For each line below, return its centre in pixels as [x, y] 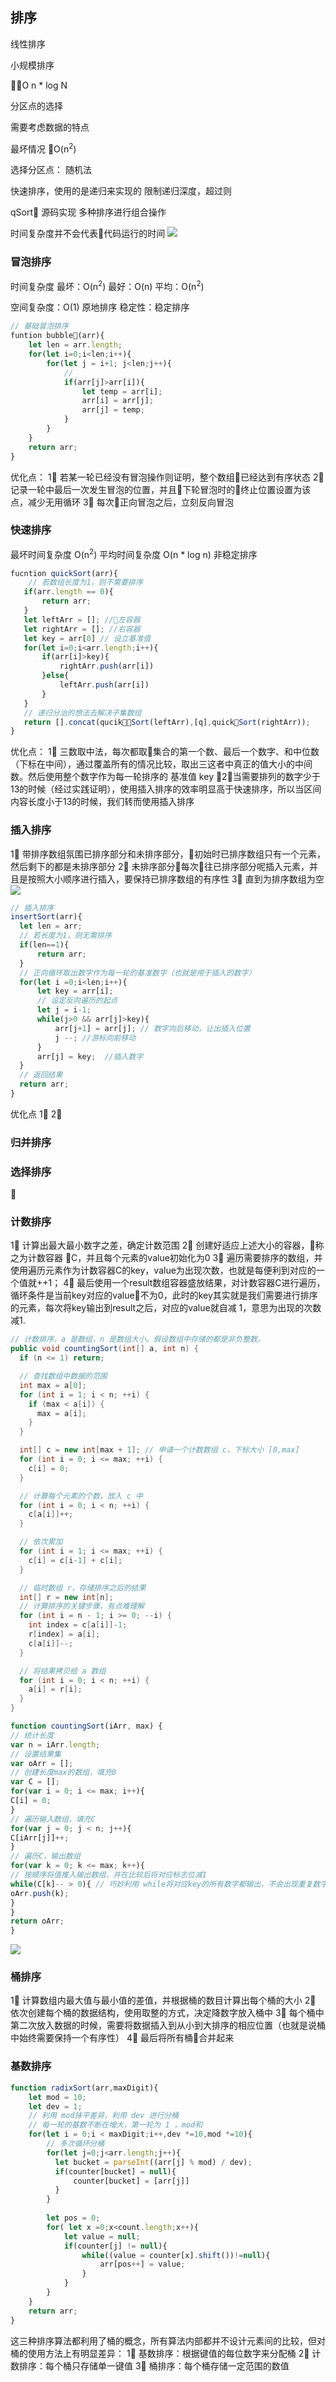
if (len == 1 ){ [44, 945]
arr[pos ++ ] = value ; [142, 2264]
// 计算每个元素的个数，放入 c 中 [81, 1496]
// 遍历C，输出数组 [45, 1856]
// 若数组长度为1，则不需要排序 [85, 583]
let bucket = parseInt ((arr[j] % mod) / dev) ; [153, 2162]
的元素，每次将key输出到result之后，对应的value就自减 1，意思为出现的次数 [166, 1308]
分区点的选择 [36, 105]
